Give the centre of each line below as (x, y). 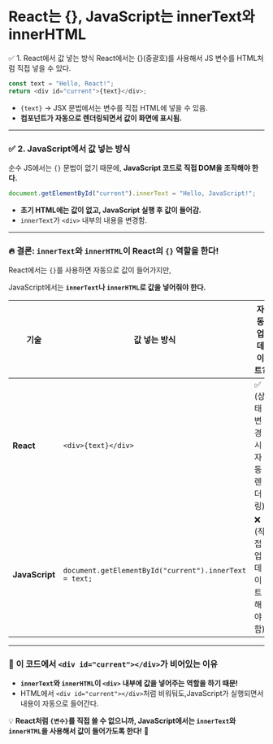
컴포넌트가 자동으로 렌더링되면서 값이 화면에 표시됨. (101, 118)
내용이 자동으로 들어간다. (59, 703)
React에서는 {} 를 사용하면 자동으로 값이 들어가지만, (90, 270)
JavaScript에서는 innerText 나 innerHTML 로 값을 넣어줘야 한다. (107, 287)
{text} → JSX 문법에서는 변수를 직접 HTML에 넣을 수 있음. (114, 107)
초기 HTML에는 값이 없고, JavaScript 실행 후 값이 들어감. (110, 210)
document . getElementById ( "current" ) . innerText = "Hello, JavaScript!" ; (132, 193)
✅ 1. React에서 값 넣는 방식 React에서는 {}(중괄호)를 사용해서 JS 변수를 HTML (133, 58)
